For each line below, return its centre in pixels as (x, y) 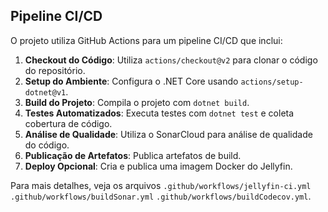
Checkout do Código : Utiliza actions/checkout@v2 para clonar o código (171, 60)
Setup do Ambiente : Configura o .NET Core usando (131, 81)
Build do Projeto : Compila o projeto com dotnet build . (137, 102)
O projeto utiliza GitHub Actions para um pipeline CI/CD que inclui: (146, 40)
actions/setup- (272, 82)
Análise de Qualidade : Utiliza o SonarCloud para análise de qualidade (168, 134)
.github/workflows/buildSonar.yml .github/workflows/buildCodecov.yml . (161, 196)
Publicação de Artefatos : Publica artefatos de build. (133, 155)
